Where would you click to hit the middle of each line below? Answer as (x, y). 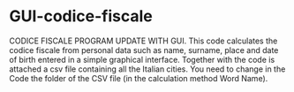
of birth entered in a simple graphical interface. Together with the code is (142, 59)
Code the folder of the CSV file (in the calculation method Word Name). (139, 78)
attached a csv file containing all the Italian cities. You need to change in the (147, 69)
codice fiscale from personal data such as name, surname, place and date (144, 50)
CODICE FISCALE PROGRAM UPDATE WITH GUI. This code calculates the (143, 41)
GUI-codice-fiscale (81, 16)
